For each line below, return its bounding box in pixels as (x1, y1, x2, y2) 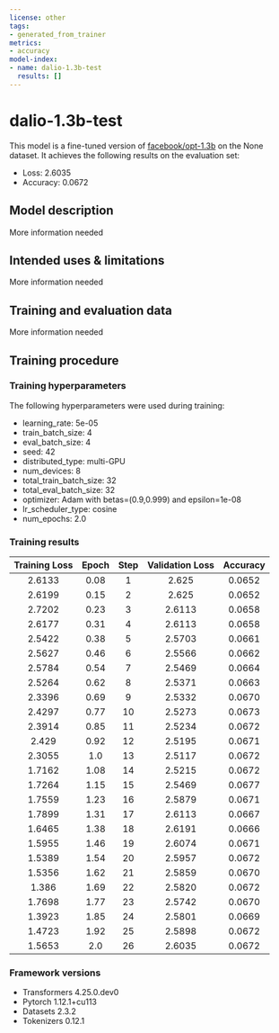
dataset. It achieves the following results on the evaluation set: (9, 149, 240, 160)
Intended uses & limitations (9, 253, 165, 268)
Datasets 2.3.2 (22, 1006, 76, 1017)
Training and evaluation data (9, 302, 172, 318)
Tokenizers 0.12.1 (22, 1016, 85, 1027)
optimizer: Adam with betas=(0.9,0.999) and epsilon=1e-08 (22, 494, 242, 505)
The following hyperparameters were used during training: (9, 400, 225, 410)
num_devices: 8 (22, 465, 81, 476)
